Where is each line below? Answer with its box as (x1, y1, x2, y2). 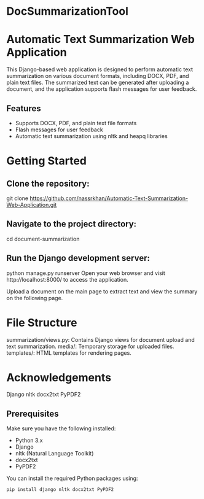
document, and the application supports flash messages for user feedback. (6, 85, 197, 93)
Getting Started (6, 154, 87, 168)
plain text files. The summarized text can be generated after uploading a (6, 79, 189, 87)
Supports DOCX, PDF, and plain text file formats (15, 119, 137, 126)
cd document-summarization (6, 235, 80, 242)
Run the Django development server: (6, 253, 151, 263)
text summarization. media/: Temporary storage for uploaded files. (6, 342, 175, 350)
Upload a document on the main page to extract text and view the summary (6, 287, 198, 295)
